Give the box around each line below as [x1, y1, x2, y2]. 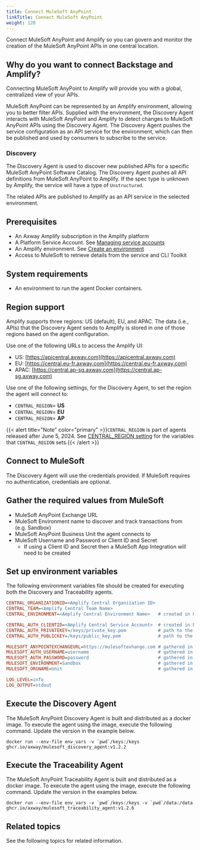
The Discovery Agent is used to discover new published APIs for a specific [6, 163, 189, 170]
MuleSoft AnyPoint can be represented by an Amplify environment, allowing [6, 102, 192, 110]
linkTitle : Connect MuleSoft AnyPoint [6, 14, 102, 20]
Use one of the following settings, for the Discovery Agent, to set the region [6, 384, 192, 391]
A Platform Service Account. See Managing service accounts [14, 239, 165, 246]
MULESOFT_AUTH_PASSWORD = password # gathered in [6, 655, 193, 661]
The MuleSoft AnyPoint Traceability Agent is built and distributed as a [6, 776, 177, 783]
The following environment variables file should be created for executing [6, 582, 185, 590]
